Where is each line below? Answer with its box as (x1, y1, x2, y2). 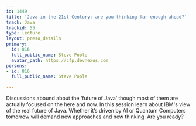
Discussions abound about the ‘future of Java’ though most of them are (6, 94, 178, 102)
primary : (6, 41, 27, 47)
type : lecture (6, 30, 41, 36)
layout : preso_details (6, 36, 61, 41)
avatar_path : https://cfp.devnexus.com (11, 57, 109, 63)
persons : (6, 62, 27, 69)
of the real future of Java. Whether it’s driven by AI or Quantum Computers (6, 107, 186, 114)
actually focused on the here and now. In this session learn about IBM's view (6, 101, 191, 108)
